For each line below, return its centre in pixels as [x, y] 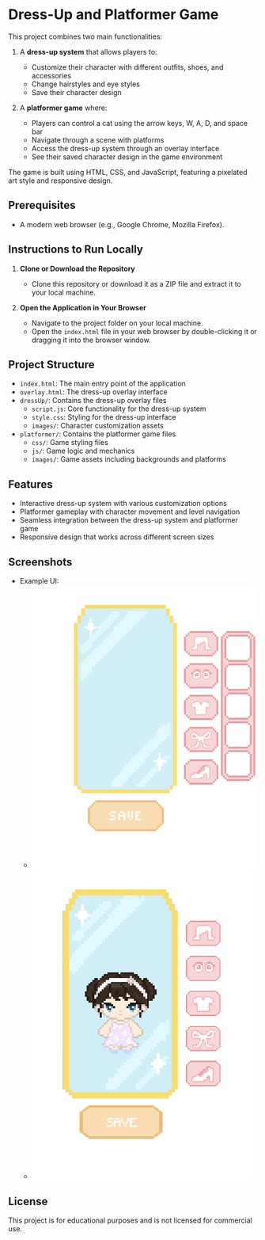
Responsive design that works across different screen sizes [117, 537]
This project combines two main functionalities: [85, 36]
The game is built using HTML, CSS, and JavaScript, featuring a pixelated [128, 172]
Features [30, 484]
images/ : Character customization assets [97, 426]
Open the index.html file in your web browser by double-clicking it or [144, 331]
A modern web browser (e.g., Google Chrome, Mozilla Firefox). [122, 224]
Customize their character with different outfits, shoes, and [127, 67]
